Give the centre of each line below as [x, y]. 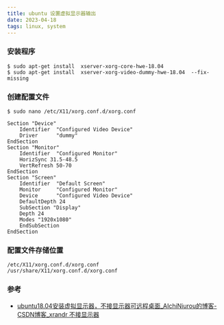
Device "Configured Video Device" [76, 195]
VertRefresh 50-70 [46, 166]
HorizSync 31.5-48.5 [49, 159]
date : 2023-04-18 [32, 20]
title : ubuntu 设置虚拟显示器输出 [52, 13]
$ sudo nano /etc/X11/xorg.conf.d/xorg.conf [72, 111]
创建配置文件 [28, 97]
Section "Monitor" [33, 147]
